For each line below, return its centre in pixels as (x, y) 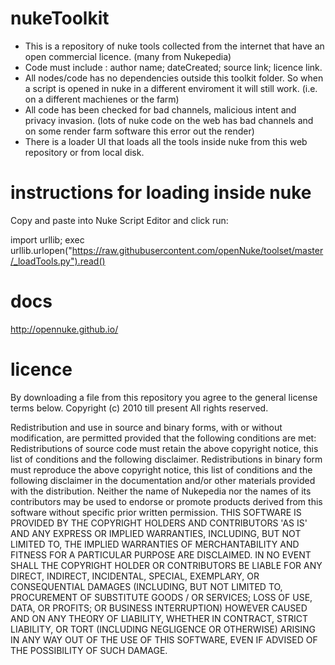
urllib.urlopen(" (41, 250)
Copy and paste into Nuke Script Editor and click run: (119, 220)
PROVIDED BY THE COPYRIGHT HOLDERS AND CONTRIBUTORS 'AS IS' (159, 523)
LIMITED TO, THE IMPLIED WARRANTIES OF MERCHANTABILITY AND (155, 544)
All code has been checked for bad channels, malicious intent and (160, 109)
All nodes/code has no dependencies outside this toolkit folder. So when (174, 78)
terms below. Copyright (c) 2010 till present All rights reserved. (139, 408)
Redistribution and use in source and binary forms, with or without (146, 427)
